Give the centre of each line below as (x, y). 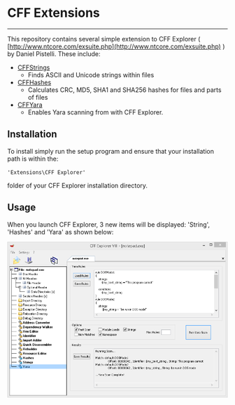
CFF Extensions (54, 13)
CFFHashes (34, 82)
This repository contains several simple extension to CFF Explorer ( (104, 39)
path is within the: (33, 159)
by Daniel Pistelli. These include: (54, 53)
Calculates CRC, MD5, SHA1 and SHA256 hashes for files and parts (124, 90)
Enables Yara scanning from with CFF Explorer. (95, 112)
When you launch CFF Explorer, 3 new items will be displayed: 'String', (109, 224)
